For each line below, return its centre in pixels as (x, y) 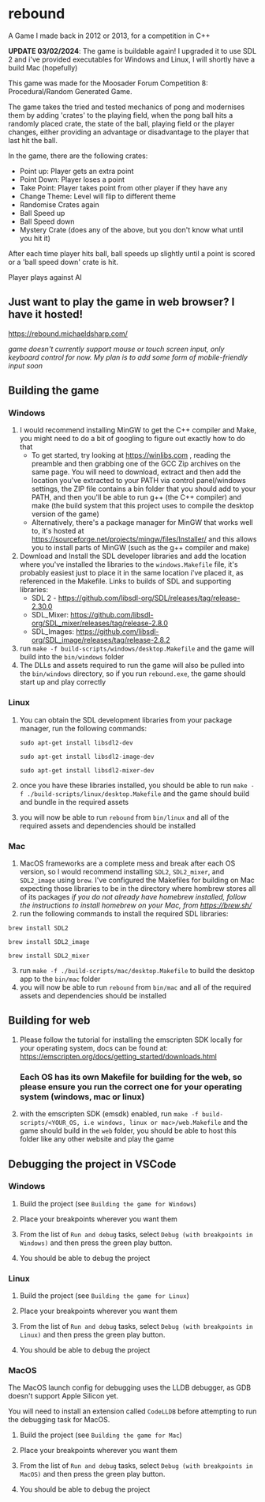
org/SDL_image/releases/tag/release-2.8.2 (101, 640)
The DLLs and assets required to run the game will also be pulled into (132, 666)
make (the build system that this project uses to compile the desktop (142, 506)
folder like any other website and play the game (97, 1139)
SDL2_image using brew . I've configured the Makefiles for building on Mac (137, 880)
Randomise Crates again (60, 204)
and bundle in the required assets (74, 802)
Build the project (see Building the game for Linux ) (104, 1296)
